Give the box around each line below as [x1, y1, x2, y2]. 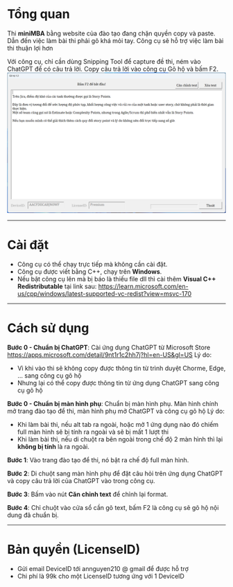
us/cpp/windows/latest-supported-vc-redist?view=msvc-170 [17, 289, 192, 297]
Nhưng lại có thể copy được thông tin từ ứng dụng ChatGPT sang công [17, 378, 220, 387]
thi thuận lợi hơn [7, 44, 53, 52]
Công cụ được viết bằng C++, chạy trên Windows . [17, 267, 162, 276]
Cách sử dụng [7, 320, 89, 335]
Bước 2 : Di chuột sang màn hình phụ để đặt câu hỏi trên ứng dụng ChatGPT [7, 469, 223, 478]
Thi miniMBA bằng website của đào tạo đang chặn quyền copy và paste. [7, 29, 216, 37]
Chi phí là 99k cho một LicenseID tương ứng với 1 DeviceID [17, 572, 185, 580]
